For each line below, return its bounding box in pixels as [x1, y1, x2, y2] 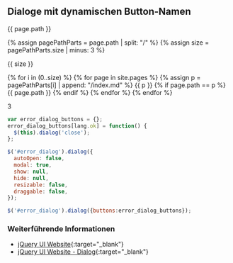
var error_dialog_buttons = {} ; [7, 116, 103, 123]
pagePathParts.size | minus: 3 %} [7, 45, 106, 54]
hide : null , [13, 174, 50, 181]
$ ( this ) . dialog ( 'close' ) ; [13, 129, 91, 136]
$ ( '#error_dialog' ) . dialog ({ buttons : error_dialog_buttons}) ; [7, 207, 192, 215]
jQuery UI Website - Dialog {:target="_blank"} [17, 247, 149, 256]
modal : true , [13, 162, 52, 169]
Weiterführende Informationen [7, 224, 115, 234]
